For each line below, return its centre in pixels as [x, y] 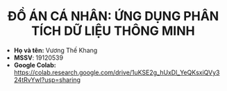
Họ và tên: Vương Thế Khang [56, 50]
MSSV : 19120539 [39, 58]
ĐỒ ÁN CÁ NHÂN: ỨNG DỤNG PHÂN [113, 16]
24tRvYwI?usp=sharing [47, 80]
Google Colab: [35, 65]
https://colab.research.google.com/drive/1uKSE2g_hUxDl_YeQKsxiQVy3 [117, 72]
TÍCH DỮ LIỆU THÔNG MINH [113, 31]
